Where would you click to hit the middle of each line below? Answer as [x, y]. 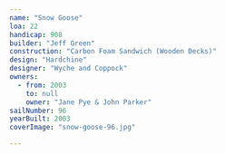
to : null [42, 93]
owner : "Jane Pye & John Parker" [89, 102]
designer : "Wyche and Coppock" [68, 69]
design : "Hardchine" [49, 60]
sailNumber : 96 [38, 111]
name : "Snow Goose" [46, 18]
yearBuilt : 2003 [40, 119]
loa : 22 [24, 26]
